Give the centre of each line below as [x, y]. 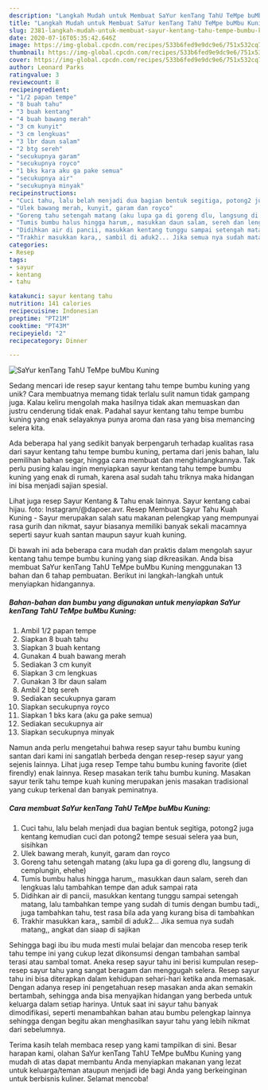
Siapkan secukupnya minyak [67, 732]
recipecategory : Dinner [49, 341]
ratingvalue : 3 [34, 75]
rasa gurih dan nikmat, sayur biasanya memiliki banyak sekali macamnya [128, 527]
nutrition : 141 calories [50, 304]
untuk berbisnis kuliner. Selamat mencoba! [79, 1079]
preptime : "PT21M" [39, 318]
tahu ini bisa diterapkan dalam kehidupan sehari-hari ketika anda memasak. [133, 979]
